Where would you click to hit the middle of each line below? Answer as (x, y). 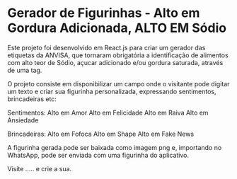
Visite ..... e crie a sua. (40, 168)
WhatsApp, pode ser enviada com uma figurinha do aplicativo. (98, 155)
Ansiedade (23, 120)
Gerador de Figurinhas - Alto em (104, 13)
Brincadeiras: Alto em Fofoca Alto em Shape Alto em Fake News (101, 134)
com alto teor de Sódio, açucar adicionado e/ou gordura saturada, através (115, 62)
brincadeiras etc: (32, 99)
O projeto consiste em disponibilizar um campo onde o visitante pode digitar (118, 83)
